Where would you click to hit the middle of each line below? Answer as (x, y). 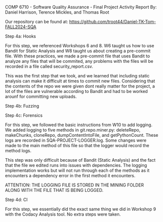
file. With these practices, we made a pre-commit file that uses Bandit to (77, 56)
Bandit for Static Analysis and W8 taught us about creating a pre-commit (78, 51)
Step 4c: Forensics (24, 115)
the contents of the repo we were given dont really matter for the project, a (80, 86)
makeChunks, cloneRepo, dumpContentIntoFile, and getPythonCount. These (82, 135)
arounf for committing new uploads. (41, 96)
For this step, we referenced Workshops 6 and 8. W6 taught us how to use (80, 46)
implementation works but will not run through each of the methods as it (77, 170)
